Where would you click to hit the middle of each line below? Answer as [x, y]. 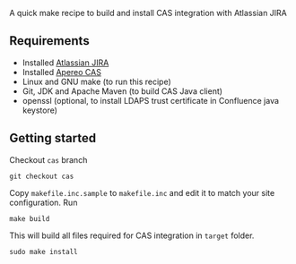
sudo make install [44, 251]
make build [30, 218]
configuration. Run [44, 202]
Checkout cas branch [48, 159]
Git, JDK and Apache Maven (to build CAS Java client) [122, 91]
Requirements [49, 41]
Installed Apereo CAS [61, 72]
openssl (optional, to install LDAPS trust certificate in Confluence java [151, 100]
